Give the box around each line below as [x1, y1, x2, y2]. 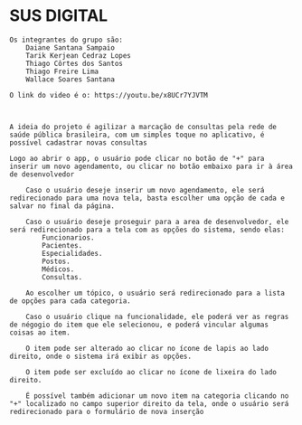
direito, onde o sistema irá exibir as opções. [9, 352, 193, 361]
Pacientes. [42, 241, 83, 250]
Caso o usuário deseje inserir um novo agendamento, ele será [25, 185, 265, 194]
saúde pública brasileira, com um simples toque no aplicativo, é [9, 130, 265, 139]
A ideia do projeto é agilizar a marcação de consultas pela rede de [9, 122, 278, 131]
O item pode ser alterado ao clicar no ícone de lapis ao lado [25, 344, 269, 353]
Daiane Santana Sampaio [25, 42, 116, 52]
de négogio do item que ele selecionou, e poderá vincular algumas [9, 320, 269, 329]
